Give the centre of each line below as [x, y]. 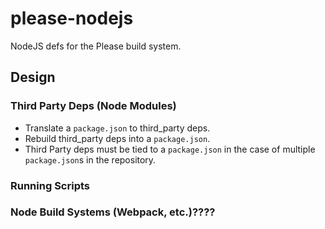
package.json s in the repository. [90, 159]
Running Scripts [50, 185]
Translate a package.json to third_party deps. [117, 128]
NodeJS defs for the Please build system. [96, 46]
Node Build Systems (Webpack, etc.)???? [113, 212]
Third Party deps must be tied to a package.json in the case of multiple [170, 149]
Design [33, 77]
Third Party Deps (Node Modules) [93, 106]
